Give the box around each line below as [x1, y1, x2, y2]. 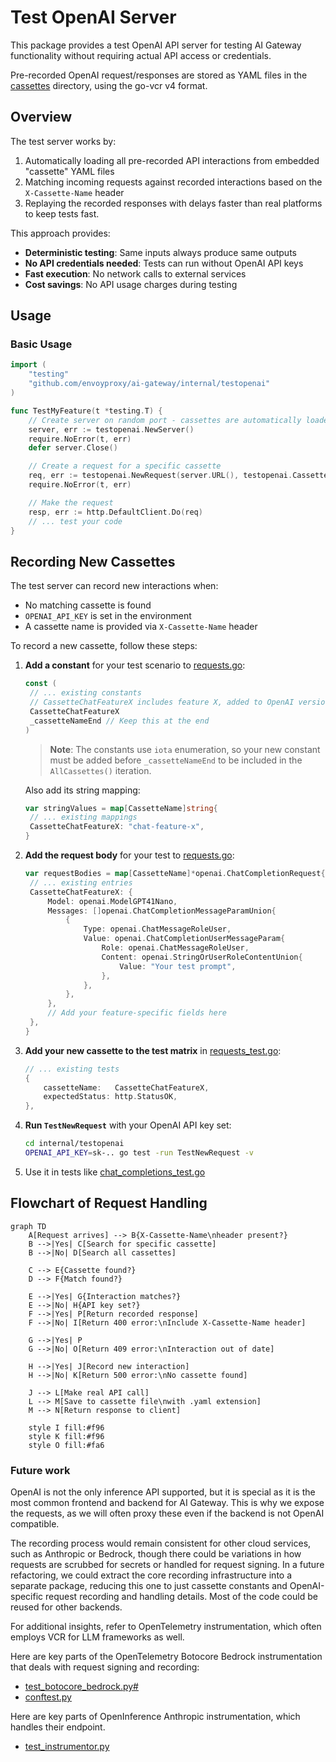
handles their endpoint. [10, 1721, 106, 1733]
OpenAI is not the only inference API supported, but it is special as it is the [10, 1486, 316, 1498]
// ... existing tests [24, 1064, 120, 1074]
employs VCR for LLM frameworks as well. [10, 1631, 185, 1643]
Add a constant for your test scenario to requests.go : [24, 659, 246, 671]
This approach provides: [10, 227, 111, 239]
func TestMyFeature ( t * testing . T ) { [10, 406, 163, 416]
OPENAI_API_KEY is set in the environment [24, 610, 192, 622]
